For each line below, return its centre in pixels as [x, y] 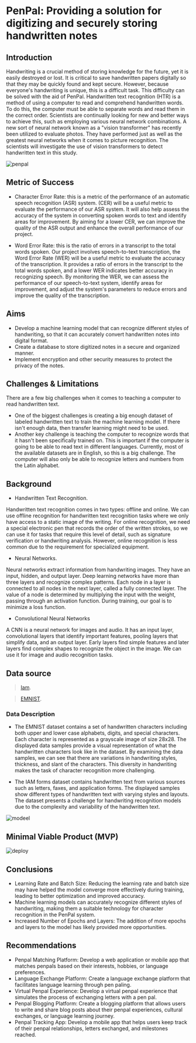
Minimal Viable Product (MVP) [62, 837]
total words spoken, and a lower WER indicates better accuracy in [94, 270]
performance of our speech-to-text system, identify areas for [88, 282]
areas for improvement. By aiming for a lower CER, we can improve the [100, 221]
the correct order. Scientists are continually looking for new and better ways [97, 115]
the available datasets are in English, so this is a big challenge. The [95, 453]
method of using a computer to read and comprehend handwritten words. [95, 103]
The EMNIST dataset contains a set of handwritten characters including [101, 727]
